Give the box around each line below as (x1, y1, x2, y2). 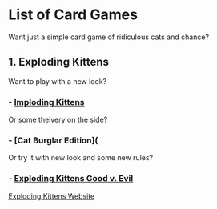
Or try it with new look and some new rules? (8, 153, 154, 163)
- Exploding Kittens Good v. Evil (8, 173, 134, 184)
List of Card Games (8, 6, 139, 24)
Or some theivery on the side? (8, 115, 108, 125)
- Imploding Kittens (8, 96, 86, 107)
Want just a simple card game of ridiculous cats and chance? (8, 32, 210, 42)
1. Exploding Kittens (8, 55, 110, 69)
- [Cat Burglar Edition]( (8, 135, 98, 146)
